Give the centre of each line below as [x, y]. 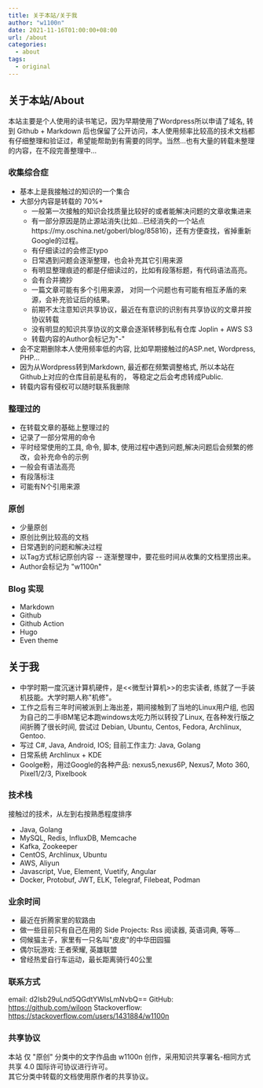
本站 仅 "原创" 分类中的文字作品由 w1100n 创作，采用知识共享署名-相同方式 [130, 1057]
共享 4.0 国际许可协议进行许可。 [60, 1066]
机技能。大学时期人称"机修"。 [68, 697]
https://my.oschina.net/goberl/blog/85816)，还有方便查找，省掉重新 [141, 231]
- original [33, 67]
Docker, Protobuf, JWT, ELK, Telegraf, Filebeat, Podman [110, 880]
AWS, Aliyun [40, 863]
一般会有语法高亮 [47, 467]
